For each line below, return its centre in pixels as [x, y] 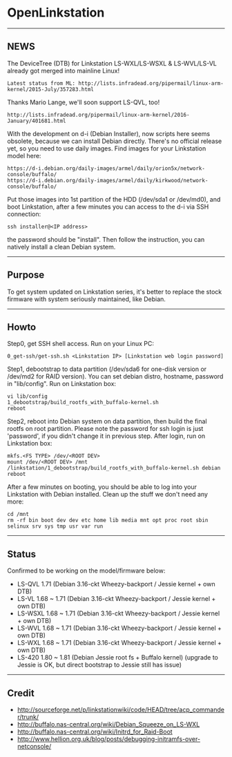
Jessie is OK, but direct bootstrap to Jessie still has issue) [99, 665]
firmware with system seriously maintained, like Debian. [86, 299]
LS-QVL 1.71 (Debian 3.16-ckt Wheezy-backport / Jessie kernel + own [116, 584]
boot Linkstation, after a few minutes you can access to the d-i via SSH [108, 207]
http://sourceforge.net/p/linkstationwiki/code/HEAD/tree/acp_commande [120, 710]
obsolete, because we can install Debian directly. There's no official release [115, 141]
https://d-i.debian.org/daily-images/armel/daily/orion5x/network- [106, 168]
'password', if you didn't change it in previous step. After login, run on [106, 436]
